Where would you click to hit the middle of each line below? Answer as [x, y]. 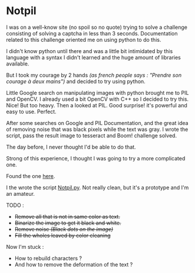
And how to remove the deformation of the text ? [74, 264]
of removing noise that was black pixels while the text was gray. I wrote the [97, 129]
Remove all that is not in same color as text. [67, 216]
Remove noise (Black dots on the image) [64, 229]
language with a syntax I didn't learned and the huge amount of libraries [93, 57]
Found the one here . [31, 176]
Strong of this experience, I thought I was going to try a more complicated [96, 158]
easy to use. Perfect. [31, 111]
